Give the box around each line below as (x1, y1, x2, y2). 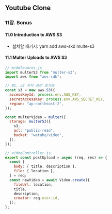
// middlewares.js (5, 65, 42, 70)
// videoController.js (5, 150, 51, 155)
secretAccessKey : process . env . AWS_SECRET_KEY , (9, 97, 105, 102)
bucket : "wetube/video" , (14, 133, 64, 138)
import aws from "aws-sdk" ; (5, 74, 62, 79)
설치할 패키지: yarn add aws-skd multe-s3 (12, 43, 95, 49)
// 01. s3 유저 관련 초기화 (5, 83, 55, 88)
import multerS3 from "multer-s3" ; (5, 70, 77, 75)
